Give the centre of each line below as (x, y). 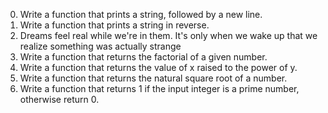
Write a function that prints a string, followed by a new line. (141, 14)
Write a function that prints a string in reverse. (114, 25)
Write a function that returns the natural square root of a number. (153, 78)
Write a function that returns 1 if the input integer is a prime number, (159, 88)
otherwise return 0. (59, 99)
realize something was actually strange (100, 46)
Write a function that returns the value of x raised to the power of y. (158, 67)
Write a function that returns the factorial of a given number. (143, 57)
